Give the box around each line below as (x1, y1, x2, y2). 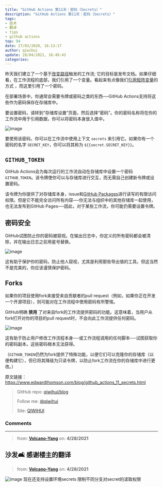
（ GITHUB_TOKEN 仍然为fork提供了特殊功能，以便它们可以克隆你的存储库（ (5, 351, 150, 357)
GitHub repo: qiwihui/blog (16, 389, 69, 394)
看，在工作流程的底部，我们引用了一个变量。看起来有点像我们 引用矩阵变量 (5, 77, 154, 83)
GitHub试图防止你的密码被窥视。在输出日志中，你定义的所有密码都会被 (5, 232, 147, 239)
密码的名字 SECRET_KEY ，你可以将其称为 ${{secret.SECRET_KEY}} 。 (5, 142, 137, 148)
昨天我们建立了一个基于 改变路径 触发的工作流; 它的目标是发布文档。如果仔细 (5, 71, 157, 77)
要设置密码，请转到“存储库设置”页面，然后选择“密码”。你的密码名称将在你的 (5, 110, 157, 116)
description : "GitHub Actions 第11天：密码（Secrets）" (5, 12, 115, 17)
